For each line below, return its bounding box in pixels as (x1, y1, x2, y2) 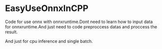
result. (5, 29, 18, 35)
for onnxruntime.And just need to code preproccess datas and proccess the (5, 24, 157, 29)
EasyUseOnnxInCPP (5, 3, 89, 14)
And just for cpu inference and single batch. (5, 38, 93, 44)
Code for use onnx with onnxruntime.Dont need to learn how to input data (5, 19, 153, 24)
